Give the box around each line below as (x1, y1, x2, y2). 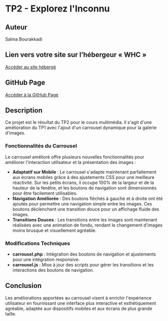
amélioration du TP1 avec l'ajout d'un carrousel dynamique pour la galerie (5, 124, 157, 130)
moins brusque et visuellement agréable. (12, 227, 96, 233)
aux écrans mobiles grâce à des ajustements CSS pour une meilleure (12, 174, 155, 180)
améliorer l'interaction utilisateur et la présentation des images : (5, 159, 136, 165)
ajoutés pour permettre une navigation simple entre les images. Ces (12, 200, 152, 206)
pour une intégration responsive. (12, 256, 80, 262)
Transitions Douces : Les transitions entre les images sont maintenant (12, 216, 157, 222)
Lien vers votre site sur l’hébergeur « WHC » (5, 50, 146, 59)
